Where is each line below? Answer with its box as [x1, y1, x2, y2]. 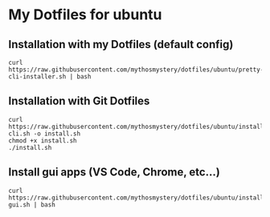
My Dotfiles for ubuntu [8, 6, 162, 24]
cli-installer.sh [8, 73, 67, 81]
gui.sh [8, 200, 31, 209]
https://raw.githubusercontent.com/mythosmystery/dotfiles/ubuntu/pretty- [8, 66, 264, 74]
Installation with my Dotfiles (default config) [8, 38, 234, 51]
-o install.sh [33, 130, 81, 138]
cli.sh [8, 130, 31, 138]
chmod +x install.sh [8, 136, 78, 145]
